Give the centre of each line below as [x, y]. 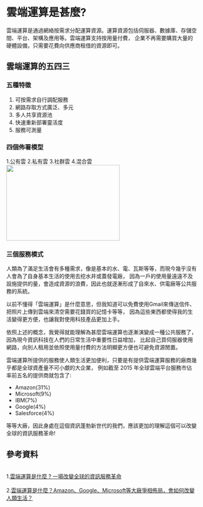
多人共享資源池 [34, 114]
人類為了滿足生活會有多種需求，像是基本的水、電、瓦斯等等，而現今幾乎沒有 [101, 269]
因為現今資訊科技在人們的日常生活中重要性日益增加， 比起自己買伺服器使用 [100, 340]
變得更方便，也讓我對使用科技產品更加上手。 [67, 319]
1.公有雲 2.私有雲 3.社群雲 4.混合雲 [49, 161]
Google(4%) [31, 407]
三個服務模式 [25, 254]
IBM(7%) [26, 400]
